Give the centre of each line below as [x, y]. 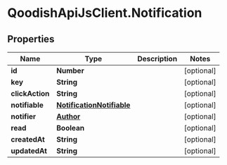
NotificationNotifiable [93, 105]
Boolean [70, 128]
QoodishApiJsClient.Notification [105, 13]
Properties [31, 39]
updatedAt [29, 151]
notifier [24, 116]
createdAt [28, 139]
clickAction [30, 93]
